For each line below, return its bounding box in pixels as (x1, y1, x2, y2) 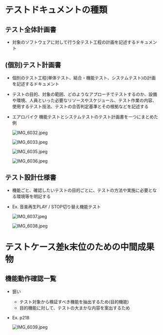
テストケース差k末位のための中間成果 (5, 241, 155, 253)
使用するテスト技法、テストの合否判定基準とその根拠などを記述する (12, 103, 149, 109)
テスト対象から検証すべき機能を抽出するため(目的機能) (19, 298, 129, 305)
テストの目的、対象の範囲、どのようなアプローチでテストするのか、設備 (12, 91, 157, 97)
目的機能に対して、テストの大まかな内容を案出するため (19, 305, 130, 311)
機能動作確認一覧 (5, 275, 56, 283)
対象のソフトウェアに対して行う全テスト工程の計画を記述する (12, 39, 136, 45)
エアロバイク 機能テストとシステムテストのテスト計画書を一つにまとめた (12, 114, 159, 119)
